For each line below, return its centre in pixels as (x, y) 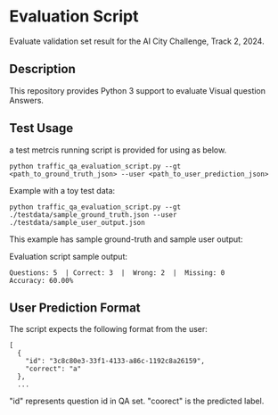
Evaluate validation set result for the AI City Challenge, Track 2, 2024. (137, 41)
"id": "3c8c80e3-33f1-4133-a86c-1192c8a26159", (115, 361)
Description (42, 69)
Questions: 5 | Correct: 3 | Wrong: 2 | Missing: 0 (117, 273)
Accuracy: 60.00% (41, 280)
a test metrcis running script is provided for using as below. (118, 150)
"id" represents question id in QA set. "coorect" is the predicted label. (137, 401)
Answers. (27, 100)
